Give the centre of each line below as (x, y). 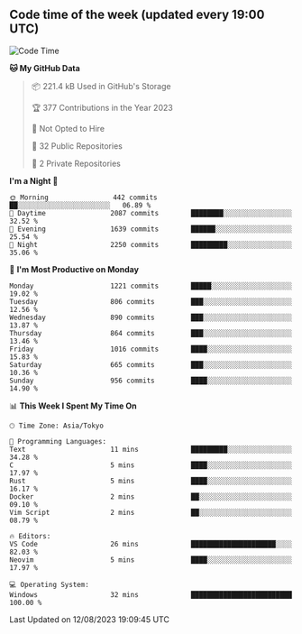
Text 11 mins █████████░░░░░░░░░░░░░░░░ (151, 449)
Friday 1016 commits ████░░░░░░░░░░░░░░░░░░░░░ (151, 349)
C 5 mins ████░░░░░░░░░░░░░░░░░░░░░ (151, 465)
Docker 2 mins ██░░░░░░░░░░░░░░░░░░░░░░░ (151, 496)
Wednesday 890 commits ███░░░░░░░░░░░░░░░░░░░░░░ (151, 317)
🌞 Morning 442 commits (83, 198)
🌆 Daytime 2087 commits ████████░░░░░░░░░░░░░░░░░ (151, 213)
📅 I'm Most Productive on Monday (74, 269)
